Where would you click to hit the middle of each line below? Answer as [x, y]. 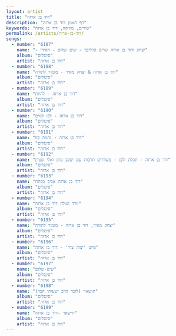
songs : [14, 39]
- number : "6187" [33, 45]
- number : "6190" [33, 110]
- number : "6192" [33, 154]
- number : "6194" [33, 198]
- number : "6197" [33, 264]
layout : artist [25, 11]
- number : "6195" [33, 220]
